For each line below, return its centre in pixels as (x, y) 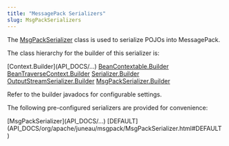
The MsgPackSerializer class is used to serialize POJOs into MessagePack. (114, 39)
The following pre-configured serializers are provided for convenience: (108, 107)
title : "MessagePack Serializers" (57, 13)
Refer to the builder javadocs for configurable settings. (85, 94)
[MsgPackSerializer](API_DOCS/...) (56, 121)
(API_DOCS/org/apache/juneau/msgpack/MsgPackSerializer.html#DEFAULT (115, 128)
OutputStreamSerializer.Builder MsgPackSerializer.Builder (89, 81)
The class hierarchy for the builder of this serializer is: (83, 53)
